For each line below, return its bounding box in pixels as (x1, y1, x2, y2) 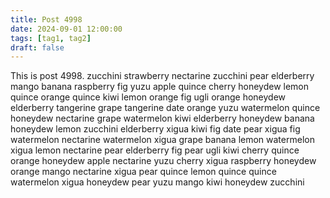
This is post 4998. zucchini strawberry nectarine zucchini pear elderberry (10, 70, 315, 82)
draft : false (10, 42, 65, 53)
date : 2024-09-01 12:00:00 (10, 24, 123, 34)
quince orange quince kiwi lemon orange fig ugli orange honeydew (10, 91, 286, 103)
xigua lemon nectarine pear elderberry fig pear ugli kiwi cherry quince (10, 144, 300, 156)
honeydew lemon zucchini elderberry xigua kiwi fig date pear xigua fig (10, 123, 301, 135)
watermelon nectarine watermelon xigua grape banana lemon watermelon (10, 134, 315, 146)
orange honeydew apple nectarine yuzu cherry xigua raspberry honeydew (10, 155, 317, 167)
